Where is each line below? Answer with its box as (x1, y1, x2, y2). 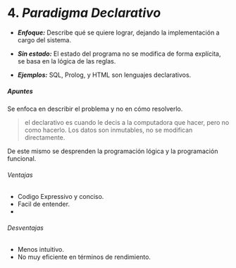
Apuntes (7, 87, 33, 95)
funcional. (7, 154, 37, 163)
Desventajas (7, 224, 44, 232)
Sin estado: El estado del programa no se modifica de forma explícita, (17, 49, 221, 58)
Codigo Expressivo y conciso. (17, 193, 104, 201)
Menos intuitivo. (17, 245, 65, 254)
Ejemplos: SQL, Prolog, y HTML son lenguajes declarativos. (17, 71, 192, 79)
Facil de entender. (17, 200, 70, 209)
